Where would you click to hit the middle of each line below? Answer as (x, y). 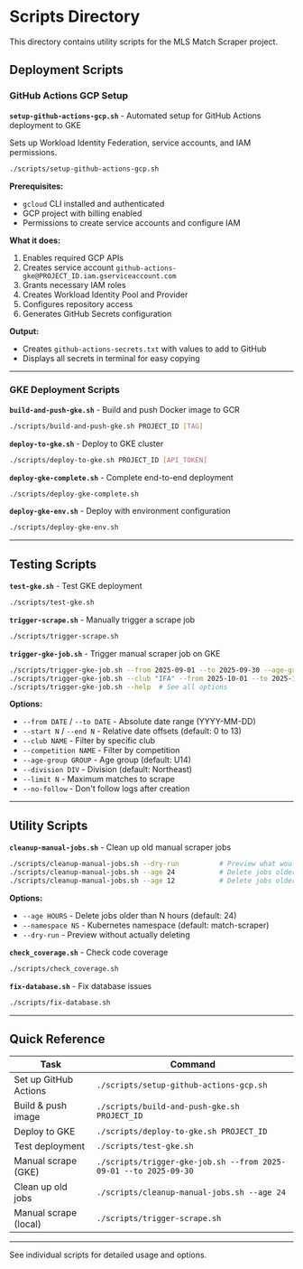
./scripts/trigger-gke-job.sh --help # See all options (119, 687)
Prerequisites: (37, 186)
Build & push (41, 1106)
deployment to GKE (45, 125)
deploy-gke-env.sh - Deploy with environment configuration (120, 511)
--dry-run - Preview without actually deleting (106, 934)
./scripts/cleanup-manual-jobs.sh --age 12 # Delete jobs (141, 881)
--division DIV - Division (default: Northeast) (107, 770)
